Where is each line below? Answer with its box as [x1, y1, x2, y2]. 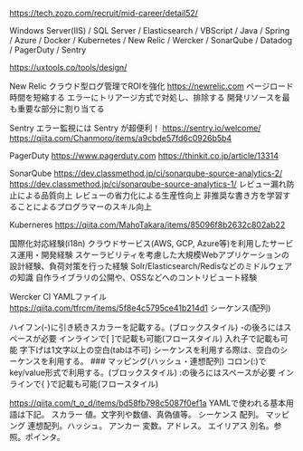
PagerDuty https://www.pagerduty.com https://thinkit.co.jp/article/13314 [9, 150, 279, 161]
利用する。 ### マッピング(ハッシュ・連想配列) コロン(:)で [48, 356, 267, 366]
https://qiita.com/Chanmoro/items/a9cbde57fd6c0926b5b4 [9, 133, 232, 143]
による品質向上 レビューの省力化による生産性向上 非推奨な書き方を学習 [16, 190, 283, 200]
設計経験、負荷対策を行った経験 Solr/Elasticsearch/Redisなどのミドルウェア [9, 261, 292, 271]
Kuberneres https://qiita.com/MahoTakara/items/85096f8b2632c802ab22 [9, 219, 286, 230]
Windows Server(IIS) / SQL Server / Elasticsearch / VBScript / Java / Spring [9, 25, 290, 35]
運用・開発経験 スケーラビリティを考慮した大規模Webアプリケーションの [16, 249, 289, 260]
